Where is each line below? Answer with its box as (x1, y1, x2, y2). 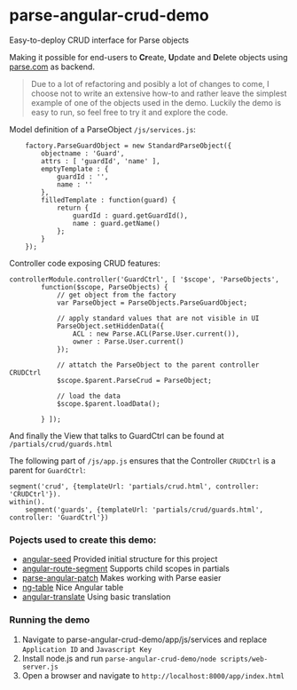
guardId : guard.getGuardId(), (72, 210, 189, 220)
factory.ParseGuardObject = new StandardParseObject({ (25, 141, 232, 150)
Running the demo (9, 614, 90, 626)
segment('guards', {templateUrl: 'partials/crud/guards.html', (25, 505, 264, 514)
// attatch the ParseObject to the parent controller (56, 361, 260, 369)
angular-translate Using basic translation (21, 591, 171, 602)
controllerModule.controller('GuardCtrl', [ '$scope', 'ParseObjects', (9, 274, 279, 284)
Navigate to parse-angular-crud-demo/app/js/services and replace (21, 634, 268, 645)
